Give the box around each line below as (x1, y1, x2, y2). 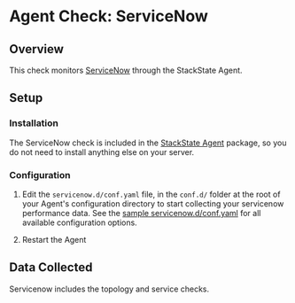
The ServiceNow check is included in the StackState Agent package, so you (9, 137, 287, 148)
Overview (9, 42, 65, 57)
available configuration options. (21, 217, 137, 228)
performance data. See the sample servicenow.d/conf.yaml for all (21, 207, 261, 218)
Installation (9, 117, 59, 129)
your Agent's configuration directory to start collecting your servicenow (21, 198, 284, 209)
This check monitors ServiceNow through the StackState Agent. (9, 65, 243, 75)
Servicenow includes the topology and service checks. (9, 284, 210, 294)
